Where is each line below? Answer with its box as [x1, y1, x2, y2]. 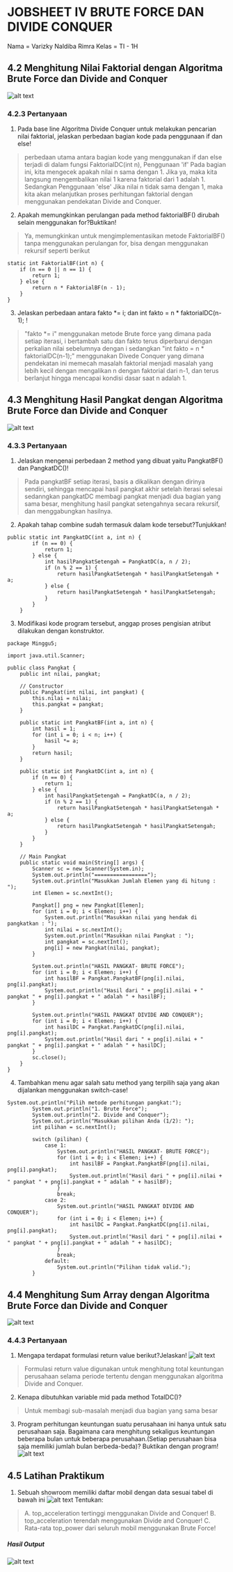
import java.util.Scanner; [7, 652, 86, 660]
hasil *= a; [44, 738, 79, 745]
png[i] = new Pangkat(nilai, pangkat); [44, 944, 160, 952]
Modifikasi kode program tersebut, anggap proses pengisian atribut [17, 619, 211, 628]
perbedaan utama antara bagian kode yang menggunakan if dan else [24, 153, 223, 161]
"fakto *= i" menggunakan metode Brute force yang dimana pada [24, 330, 211, 338]
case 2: [44, 1197, 67, 1204]
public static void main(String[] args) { [19, 859, 145, 866]
